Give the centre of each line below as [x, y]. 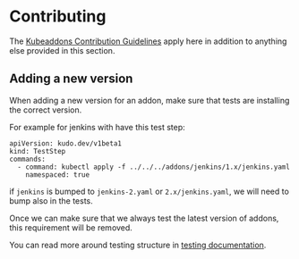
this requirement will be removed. [71, 227]
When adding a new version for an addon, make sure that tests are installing [149, 100]
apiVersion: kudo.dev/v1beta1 [66, 143]
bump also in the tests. [51, 201]
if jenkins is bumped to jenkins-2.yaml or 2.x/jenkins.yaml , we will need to [149, 191]
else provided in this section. [62, 50]
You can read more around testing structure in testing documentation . [138, 245]
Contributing [58, 17]
